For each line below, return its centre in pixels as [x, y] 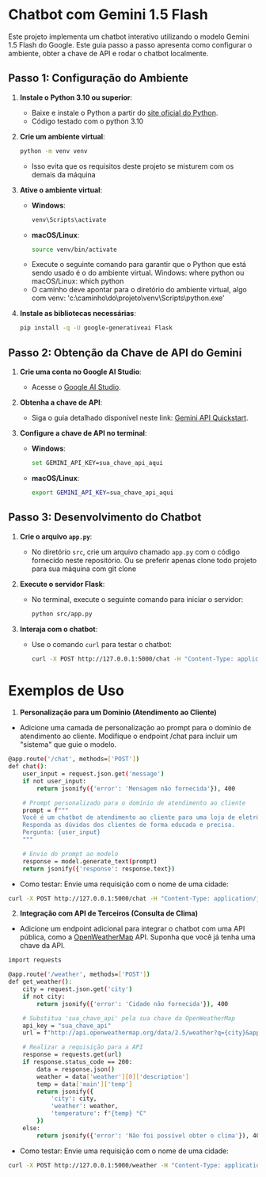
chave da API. [42, 946]
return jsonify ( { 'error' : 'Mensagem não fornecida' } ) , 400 [136, 788]
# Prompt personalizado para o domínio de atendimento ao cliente [134, 803]
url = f [35, 1033]
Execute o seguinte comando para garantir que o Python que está [139, 265]
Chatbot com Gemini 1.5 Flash [108, 15]
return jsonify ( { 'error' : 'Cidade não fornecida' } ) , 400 [132, 1004]
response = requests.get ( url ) [72, 1055]
